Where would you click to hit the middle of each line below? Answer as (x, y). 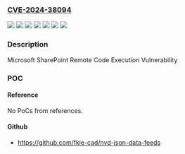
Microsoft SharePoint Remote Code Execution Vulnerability (92, 60)
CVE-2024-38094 (39, 10)
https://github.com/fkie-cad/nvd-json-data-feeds (89, 142)
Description (28, 45)
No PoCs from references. (45, 110)
